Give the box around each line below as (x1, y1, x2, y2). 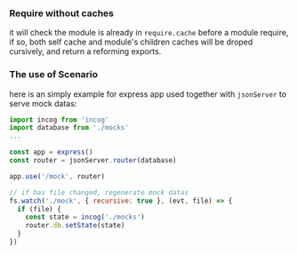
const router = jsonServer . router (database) (9, 156, 177, 165)
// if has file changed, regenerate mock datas (9, 187, 189, 197)
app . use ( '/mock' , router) (9, 171, 105, 180)
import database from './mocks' (9, 124, 129, 132)
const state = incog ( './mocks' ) (25, 212, 145, 222)
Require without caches (9, 7, 114, 20)
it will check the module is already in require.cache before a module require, (9, 28, 289, 38)
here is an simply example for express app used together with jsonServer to (9, 88, 287, 100)
